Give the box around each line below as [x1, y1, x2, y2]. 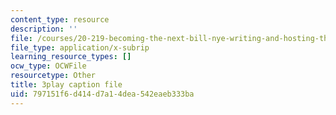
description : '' [10, 24, 78, 34]
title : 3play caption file [10, 80, 123, 90]
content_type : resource [10, 14, 110, 25]
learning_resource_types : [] [10, 52, 132, 62]
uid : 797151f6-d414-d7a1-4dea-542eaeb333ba [10, 89, 195, 99]
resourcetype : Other [10, 71, 97, 81]
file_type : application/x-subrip [10, 42, 150, 53]
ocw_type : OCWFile [10, 61, 87, 71]
